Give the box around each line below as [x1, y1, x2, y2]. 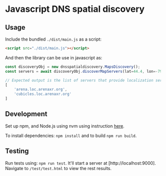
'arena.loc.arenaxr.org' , [14, 87, 68, 92]
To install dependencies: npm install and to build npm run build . [5, 132, 137, 138]
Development [5, 110, 48, 118]
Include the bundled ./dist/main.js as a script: [5, 36, 102, 42]
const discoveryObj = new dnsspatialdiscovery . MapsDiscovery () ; [5, 64, 140, 69]
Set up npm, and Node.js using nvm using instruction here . [5, 123, 124, 129]
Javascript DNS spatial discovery [5, 3, 145, 15]
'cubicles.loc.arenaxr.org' [14, 91, 72, 97]
